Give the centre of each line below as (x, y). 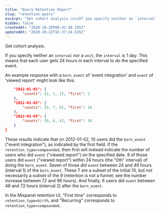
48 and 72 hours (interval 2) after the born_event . (54, 186)
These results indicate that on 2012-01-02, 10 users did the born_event (75, 139)
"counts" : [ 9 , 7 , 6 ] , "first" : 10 (57, 107)
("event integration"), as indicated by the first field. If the (61, 144)
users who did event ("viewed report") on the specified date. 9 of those (76, 155)
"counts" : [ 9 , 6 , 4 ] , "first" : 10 (57, 121)
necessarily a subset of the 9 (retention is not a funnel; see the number (76, 175)
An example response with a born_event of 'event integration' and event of (79, 75)
